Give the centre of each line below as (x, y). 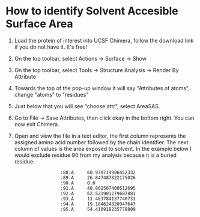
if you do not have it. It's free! (51, 47)
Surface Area (39, 24)
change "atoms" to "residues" (51, 94)
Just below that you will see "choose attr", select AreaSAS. (87, 106)
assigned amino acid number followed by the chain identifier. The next (101, 142)
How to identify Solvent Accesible (92, 11)
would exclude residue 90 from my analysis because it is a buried (95, 155)
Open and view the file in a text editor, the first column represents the (100, 136)
